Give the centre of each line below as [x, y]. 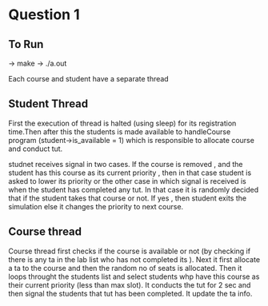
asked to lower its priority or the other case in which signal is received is [127, 181]
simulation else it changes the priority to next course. [96, 206]
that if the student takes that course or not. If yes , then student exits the [127, 198]
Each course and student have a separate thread [89, 79]
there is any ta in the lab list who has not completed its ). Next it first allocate [134, 259]
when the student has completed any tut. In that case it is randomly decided [133, 189]
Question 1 [44, 15]
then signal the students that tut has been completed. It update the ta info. [130, 293]
